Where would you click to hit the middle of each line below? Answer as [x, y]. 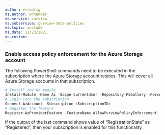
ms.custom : [16, 37]
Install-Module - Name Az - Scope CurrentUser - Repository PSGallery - [78, 95]
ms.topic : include [24, 28]
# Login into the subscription [37, 99]
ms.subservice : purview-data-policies [45, 23]
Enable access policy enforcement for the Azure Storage [74, 54]
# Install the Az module [30, 90]
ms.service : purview [26, 19]
